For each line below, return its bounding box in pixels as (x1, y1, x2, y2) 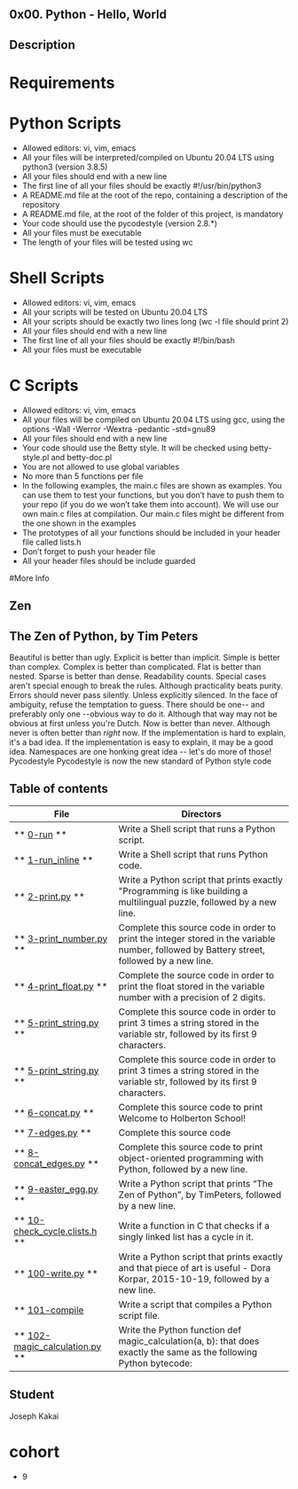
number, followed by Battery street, (118, 944, 266, 956)
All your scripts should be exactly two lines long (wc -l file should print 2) (21, 316, 289, 326)
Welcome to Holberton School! (118, 1112, 247, 1125)
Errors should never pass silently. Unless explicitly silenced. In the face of (9, 689, 278, 700)
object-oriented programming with (118, 1152, 264, 1164)
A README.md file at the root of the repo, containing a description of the (21, 190, 288, 200)
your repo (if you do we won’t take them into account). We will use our (21, 498, 279, 509)
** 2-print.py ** (13, 890, 86, 903)
